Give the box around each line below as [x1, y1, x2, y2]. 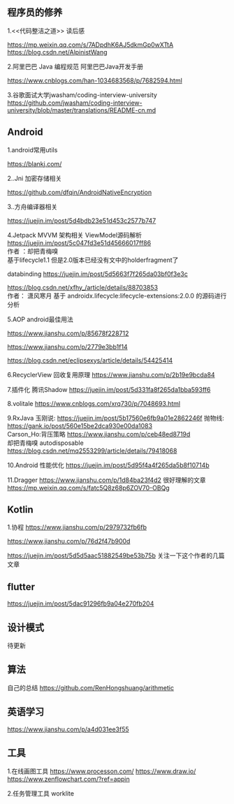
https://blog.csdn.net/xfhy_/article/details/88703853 [7, 283, 159, 291]
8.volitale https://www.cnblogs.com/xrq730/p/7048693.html [7, 399, 180, 407]
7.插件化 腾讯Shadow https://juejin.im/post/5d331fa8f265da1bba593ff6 [7, 385, 211, 393]
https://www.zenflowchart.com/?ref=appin [7, 775, 131, 783]
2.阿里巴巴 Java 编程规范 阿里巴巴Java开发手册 [7, 62, 143, 71]
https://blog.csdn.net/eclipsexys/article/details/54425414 [7, 356, 173, 365]
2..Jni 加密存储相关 [7, 174, 62, 182]
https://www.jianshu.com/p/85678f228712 [7, 329, 129, 337]
